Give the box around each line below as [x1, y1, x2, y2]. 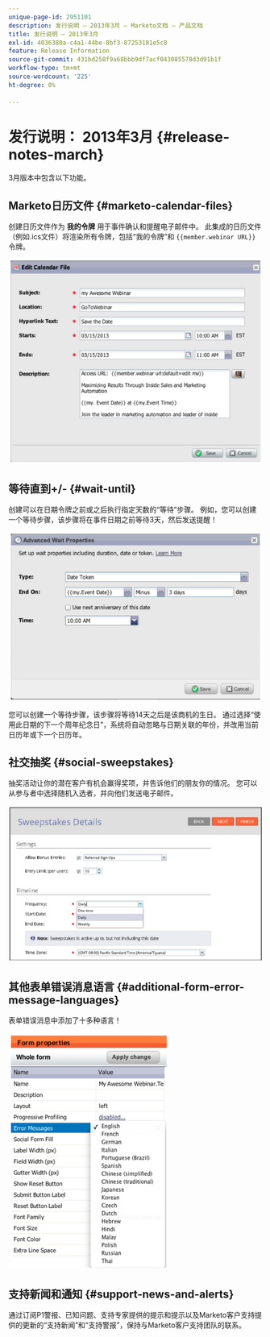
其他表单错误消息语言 [8, 980, 114, 994]
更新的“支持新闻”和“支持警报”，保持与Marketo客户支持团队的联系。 [22, 1320, 247, 1330]
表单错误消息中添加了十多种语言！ [8, 1015, 122, 1025]
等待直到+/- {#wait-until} [8, 482, 136, 496]
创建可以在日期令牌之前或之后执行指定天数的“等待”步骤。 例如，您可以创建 [8, 504, 257, 515]
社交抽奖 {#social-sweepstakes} [8, 755, 174, 769]
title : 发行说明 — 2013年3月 [8, 30, 99, 38]
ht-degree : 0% [8, 81, 56, 89]
